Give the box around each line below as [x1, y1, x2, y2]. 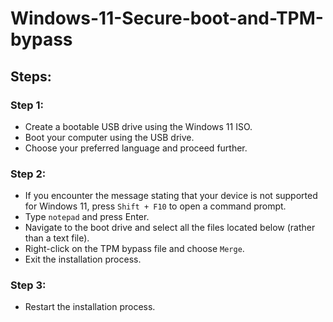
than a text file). [24, 232, 90, 244]
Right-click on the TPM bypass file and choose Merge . [24, 243, 245, 255]
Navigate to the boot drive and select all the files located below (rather [24, 222, 316, 234]
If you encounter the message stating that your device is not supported [24, 190, 318, 202]
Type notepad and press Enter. [24, 211, 150, 223]
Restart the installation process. [24, 301, 156, 313]
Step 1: [10, 98, 44, 112]
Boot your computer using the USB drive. [24, 131, 195, 143]
